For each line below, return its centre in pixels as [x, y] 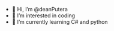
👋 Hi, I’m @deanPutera [40, 9]
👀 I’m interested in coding [43, 15]
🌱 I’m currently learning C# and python [60, 22]
